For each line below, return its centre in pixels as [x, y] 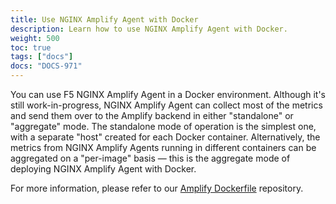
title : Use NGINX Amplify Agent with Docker [104, 19]
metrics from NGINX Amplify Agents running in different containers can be [163, 147]
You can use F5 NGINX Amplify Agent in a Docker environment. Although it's [168, 94]
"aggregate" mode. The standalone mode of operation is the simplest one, [163, 126]
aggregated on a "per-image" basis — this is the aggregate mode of [150, 158]
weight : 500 [35, 38]
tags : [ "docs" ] [42, 57]
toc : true [31, 47]
